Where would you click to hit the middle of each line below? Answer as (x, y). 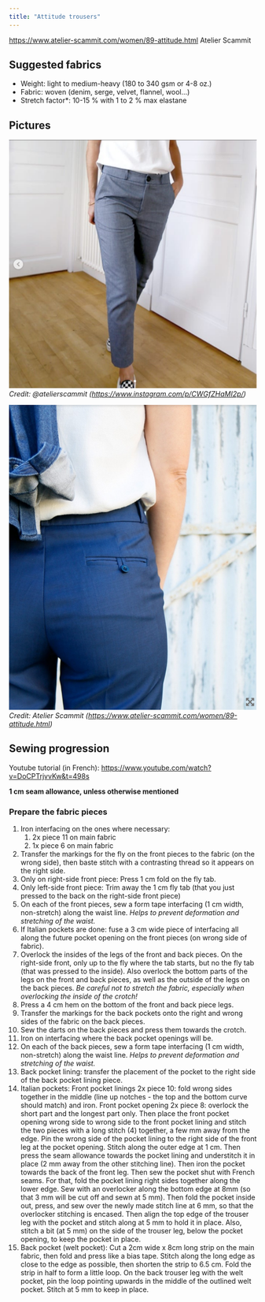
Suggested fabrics (55, 65)
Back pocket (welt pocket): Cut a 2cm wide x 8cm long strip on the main (137, 1248)
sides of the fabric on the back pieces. (83, 1021)
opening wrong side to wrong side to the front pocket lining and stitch (133, 1122)
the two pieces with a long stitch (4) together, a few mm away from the (135, 1130)
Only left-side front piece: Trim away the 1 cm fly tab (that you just (127, 887)
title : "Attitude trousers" (55, 17)
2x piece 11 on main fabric (74, 837)
